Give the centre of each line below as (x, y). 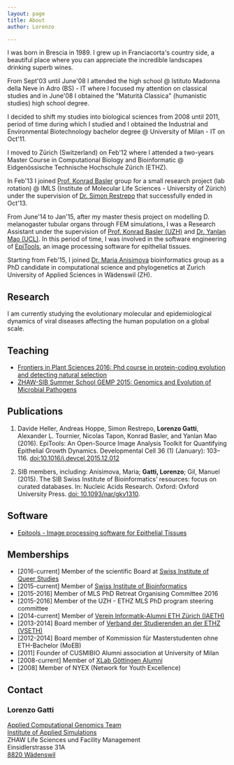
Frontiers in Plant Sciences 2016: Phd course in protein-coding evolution (121, 367)
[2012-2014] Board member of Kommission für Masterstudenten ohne (118, 638)
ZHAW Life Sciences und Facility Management (74, 740)
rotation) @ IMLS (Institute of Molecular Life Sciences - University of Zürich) (117, 189)
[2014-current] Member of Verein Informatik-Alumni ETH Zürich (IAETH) (121, 616)
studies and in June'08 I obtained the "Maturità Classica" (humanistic (107, 96)
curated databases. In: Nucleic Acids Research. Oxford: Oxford (108, 486)
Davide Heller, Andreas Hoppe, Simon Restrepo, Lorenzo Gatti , (108, 428)
